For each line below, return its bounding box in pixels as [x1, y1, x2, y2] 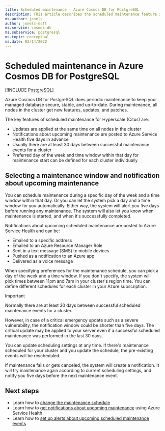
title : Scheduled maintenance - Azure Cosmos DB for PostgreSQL [5, 7, 139, 12]
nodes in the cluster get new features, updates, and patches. [5, 107, 129, 113]
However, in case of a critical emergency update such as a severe [5, 317, 138, 323]
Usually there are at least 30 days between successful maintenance [12, 141, 150, 147]
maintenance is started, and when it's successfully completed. [5, 213, 132, 219]
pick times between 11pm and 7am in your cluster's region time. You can [5, 278, 151, 284]
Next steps [5, 386, 39, 395]
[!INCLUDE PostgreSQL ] [5, 87, 54, 93]
